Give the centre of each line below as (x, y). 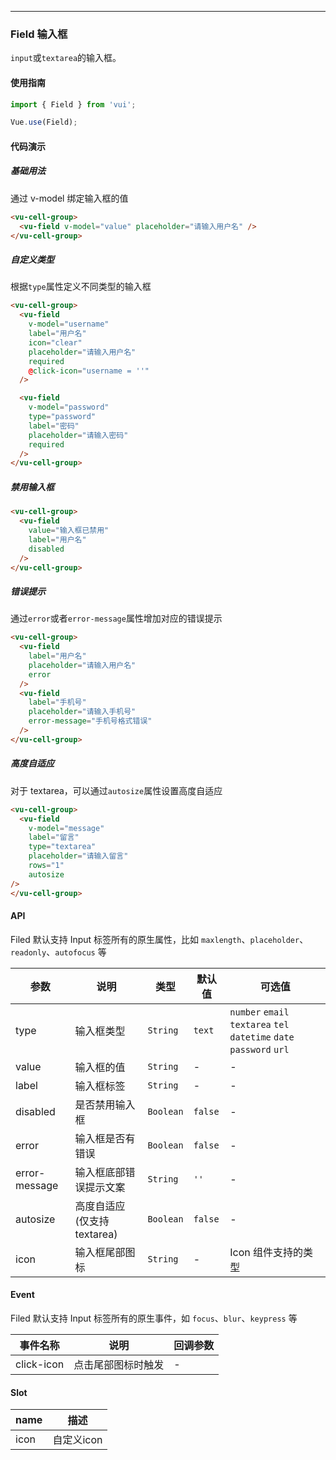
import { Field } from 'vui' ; (73, 104)
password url (259, 1049)
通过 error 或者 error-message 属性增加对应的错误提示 (116, 618)
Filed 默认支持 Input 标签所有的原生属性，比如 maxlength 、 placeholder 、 (159, 939)
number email (259, 1012)
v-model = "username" (69, 324)
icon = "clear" (55, 342)
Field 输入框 (39, 34)
